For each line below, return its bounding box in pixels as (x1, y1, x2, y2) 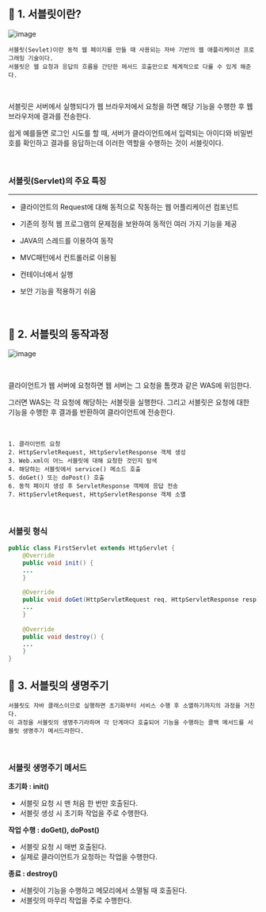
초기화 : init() (8, 782, 49, 791)
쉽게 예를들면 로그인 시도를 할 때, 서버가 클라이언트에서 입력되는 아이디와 (8, 128, 232, 137)
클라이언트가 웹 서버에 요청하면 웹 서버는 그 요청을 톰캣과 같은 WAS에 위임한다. (8, 380, 252, 390)
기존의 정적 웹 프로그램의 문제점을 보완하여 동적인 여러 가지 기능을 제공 (19, 219, 237, 228)
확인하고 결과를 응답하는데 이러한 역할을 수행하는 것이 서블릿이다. (22, 138, 224, 148)
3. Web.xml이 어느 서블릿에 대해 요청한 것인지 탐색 (8, 457, 158, 465)
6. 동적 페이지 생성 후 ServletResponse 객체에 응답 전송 (8, 482, 179, 490)
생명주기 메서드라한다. (22, 727, 85, 735)
